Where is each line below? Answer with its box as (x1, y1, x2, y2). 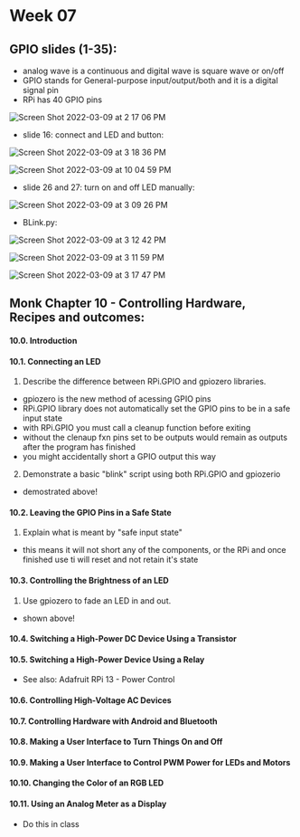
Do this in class (22, 818, 80, 829)
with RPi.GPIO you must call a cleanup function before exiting (22, 423, 251, 433)
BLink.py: (22, 217, 58, 227)
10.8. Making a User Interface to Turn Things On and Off (9, 737, 223, 747)
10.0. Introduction (9, 335, 78, 346)
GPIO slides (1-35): (9, 42, 117, 57)
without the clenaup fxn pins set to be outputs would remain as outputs (22, 432, 287, 443)
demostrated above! (22, 486, 98, 498)
